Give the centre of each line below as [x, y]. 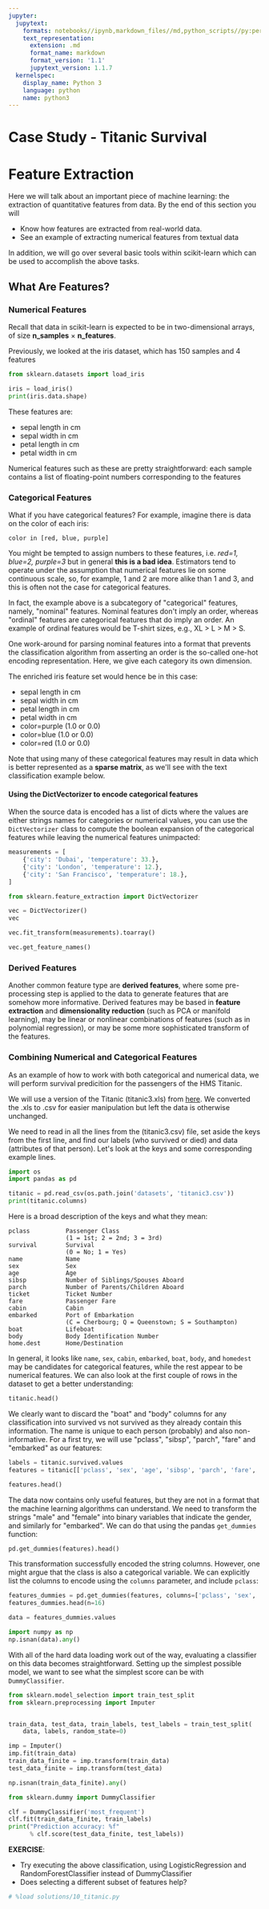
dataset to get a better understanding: [71, 1384]
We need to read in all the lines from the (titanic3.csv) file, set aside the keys [134, 1131]
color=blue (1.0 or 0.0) [56, 734]
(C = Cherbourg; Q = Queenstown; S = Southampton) [152, 1323]
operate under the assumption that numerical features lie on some [117, 569]
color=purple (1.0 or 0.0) [60, 726]
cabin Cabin [46, 1308]
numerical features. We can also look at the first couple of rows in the [123, 1376]
